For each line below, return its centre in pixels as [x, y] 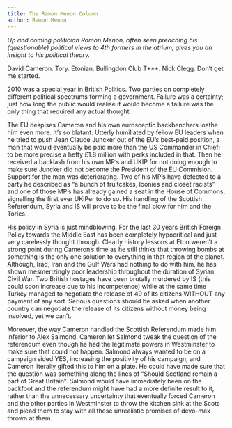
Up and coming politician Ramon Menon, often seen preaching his [102, 40]
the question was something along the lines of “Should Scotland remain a [113, 374]
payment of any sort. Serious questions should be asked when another [109, 301]
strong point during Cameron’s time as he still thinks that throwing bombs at [116, 249]
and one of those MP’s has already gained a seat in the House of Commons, [116, 191]
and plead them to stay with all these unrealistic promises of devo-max [109, 411]
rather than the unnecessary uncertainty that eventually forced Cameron [111, 396]
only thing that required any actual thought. [69, 111]
